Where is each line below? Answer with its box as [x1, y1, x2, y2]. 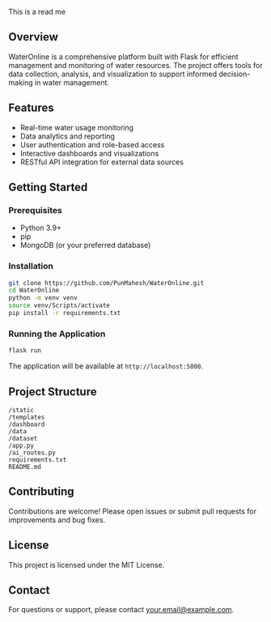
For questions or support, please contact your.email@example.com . [8, 605, 235, 615]
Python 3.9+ [19, 223, 62, 233]
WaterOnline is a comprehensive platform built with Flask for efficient [8, 52, 239, 62]
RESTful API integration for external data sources [19, 157, 184, 167]
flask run [8, 347, 42, 355]
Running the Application [8, 328, 106, 339]
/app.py [8, 441, 35, 449]
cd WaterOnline [8, 287, 60, 295]
